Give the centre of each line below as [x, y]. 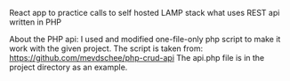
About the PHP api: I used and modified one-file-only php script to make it [145, 39]
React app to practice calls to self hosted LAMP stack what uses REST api [145, 13]
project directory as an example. [68, 67]
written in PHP [36, 22]
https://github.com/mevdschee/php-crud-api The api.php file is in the [137, 58]
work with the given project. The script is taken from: [106, 48]
